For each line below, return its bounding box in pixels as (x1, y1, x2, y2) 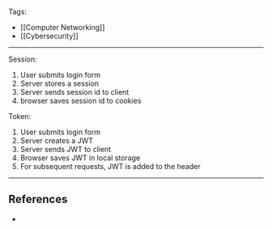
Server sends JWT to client (19, 145, 112, 154)
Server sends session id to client (19, 87, 130, 96)
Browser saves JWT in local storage (19, 153, 141, 163)
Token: (8, 112, 32, 121)
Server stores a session (19, 78, 100, 88)
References (8, 193, 68, 206)
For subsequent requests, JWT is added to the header (19, 162, 201, 171)
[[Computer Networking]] (19, 23, 105, 32)
